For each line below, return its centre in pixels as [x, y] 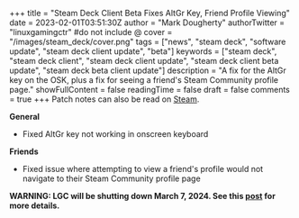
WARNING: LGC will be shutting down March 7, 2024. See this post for [143, 196]
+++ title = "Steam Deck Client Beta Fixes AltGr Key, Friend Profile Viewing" [150, 13]
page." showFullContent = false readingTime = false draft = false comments [149, 90]
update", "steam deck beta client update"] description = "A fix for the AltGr [148, 70]
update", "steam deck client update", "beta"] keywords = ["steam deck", [143, 51]
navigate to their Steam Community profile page [111, 178]
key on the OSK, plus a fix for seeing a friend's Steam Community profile [144, 80]
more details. [35, 205]
